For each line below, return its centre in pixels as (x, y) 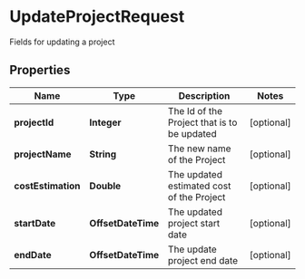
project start (194, 223)
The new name (199, 149)
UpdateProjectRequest (97, 17)
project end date (203, 260)
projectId (34, 122)
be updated (192, 133)
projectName (43, 154)
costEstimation (47, 186)
